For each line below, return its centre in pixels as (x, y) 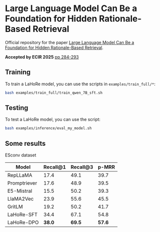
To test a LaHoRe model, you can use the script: (53, 120)
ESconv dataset (21, 155)
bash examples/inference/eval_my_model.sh (48, 128)
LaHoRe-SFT (22, 215)
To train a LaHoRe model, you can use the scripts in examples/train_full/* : (80, 84)
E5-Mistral (20, 191)
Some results (25, 143)
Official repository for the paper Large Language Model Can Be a (70, 42)
